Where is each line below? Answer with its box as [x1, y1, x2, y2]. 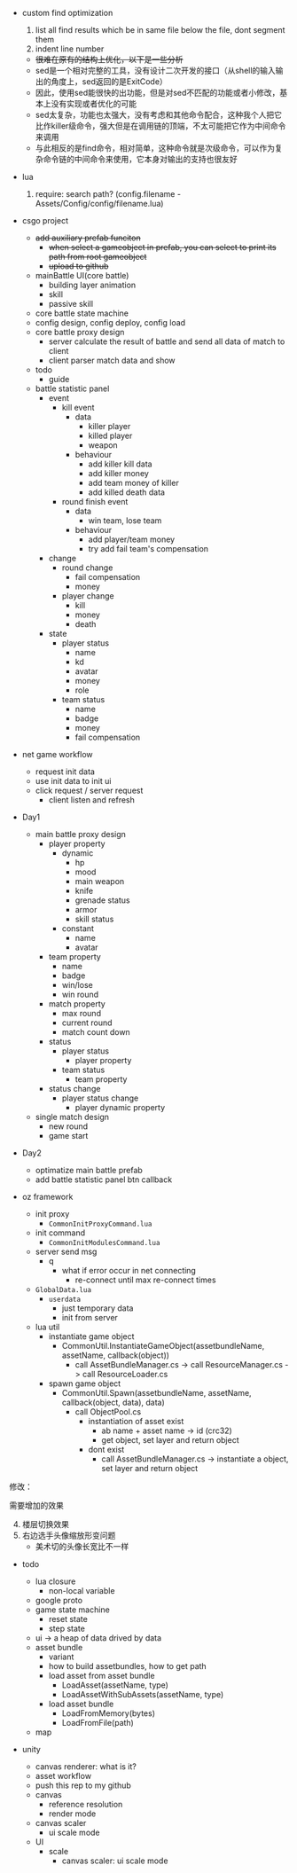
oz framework [21, 1192, 74, 1202]
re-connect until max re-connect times [74, 1274, 216, 1285]
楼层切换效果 [21, 1519, 69, 1529]
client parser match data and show [48, 355, 176, 365]
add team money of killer [88, 478, 179, 488]
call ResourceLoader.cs [82, 1369, 168, 1379]
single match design [35, 1112, 109, 1122]
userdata [48, 1295, 82, 1304]
